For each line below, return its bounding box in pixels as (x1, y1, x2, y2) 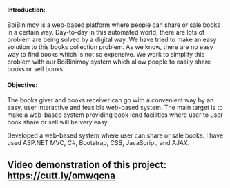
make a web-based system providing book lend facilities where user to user (7, 111, 223, 119)
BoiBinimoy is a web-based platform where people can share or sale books (7, 21, 221, 29)
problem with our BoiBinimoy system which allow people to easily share (7, 57, 211, 66)
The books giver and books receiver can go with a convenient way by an (7, 96, 214, 104)
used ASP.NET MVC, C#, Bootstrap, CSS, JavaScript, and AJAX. (7, 139, 190, 147)
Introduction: (7, 6, 46, 14)
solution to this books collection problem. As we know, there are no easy (7, 43, 213, 51)
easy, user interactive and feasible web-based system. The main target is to (7, 104, 223, 112)
